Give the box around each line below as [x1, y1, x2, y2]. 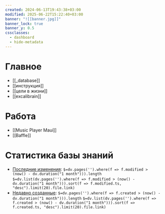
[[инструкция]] [12, 82, 44, 88]
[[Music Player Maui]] [12, 127, 57, 133]
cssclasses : [5, 30, 30, 35]
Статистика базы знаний [5, 149, 113, 161]
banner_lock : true [5, 21, 43, 26]
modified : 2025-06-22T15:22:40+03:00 [5, 12, 83, 17]
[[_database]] [12, 77, 40, 83]
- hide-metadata [9, 40, 43, 45]
